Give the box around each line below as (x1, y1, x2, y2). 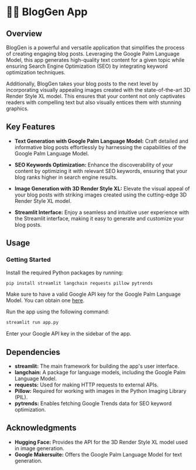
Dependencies (6, 347, 60, 357)
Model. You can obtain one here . (6, 297, 85, 304)
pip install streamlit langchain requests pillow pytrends (6, 280, 153, 286)
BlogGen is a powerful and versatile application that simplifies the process (6, 44, 185, 51)
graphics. (6, 105, 29, 112)
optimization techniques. (6, 69, 66, 75)
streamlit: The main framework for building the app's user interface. (14, 362, 180, 370)
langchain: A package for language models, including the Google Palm (14, 369, 186, 376)
